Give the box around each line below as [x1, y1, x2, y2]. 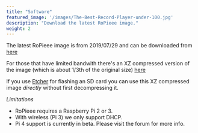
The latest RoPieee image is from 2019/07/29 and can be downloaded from [6, 42, 193, 49]
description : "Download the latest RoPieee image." [6, 20, 138, 26]
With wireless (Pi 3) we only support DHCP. [14, 114, 123, 121]
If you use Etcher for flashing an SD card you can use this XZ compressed [6, 78, 190, 85]
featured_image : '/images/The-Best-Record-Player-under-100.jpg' [6, 14, 173, 20]
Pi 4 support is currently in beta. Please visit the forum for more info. [14, 120, 185, 128]
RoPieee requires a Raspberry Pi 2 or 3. [14, 107, 113, 114]
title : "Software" [6, 8, 52, 15]
